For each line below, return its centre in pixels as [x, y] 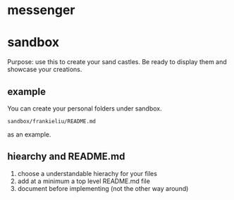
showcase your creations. [45, 70]
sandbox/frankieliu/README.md [52, 121]
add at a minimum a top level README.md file [84, 181]
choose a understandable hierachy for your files [87, 173]
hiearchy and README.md [66, 157]
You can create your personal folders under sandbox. [85, 108]
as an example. [29, 134]
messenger [41, 10]
